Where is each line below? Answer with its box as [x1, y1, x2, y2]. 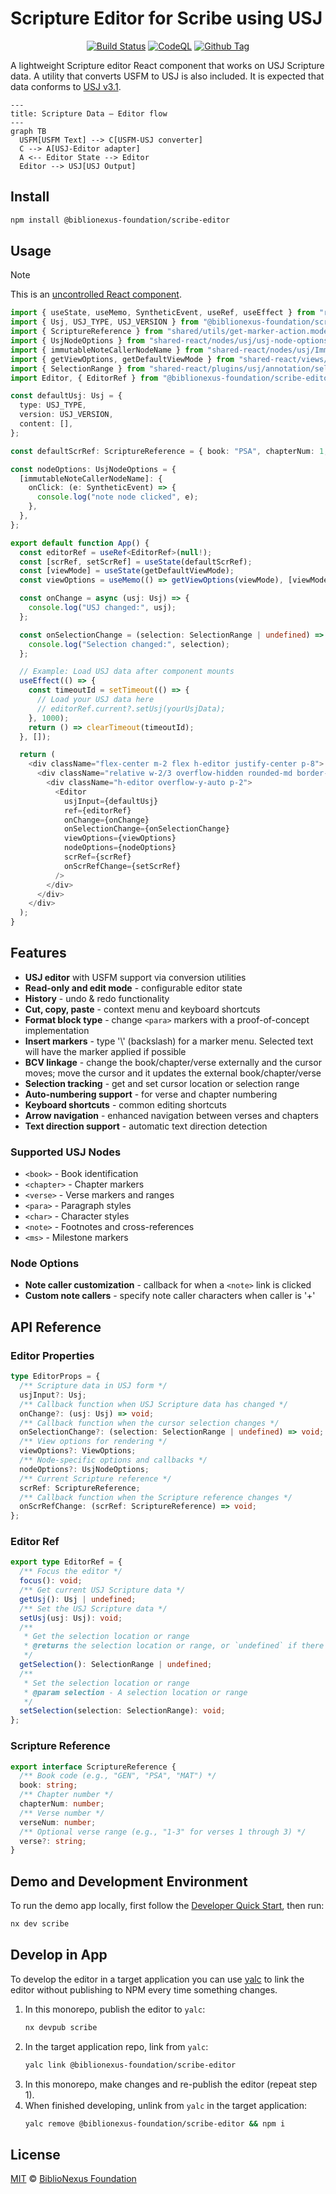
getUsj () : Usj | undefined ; [19, 1594, 137, 1604]
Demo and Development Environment [10, 1873, 248, 1890]
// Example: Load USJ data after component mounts [19, 667, 235, 677]
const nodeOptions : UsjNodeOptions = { [10, 464, 177, 474]
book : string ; [19, 1780, 78, 1791]
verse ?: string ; [19, 1836, 87, 1846]
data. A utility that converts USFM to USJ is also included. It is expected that [10, 70, 325, 82]
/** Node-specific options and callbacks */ [19, 1455, 208, 1466]
